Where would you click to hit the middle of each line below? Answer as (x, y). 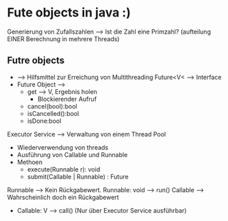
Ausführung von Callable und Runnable (72, 154)
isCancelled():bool (53, 113)
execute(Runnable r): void (64, 169)
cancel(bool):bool (52, 106)
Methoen (30, 162)
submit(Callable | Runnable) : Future (78, 176)
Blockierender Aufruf (67, 99)
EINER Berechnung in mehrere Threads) (63, 38)
